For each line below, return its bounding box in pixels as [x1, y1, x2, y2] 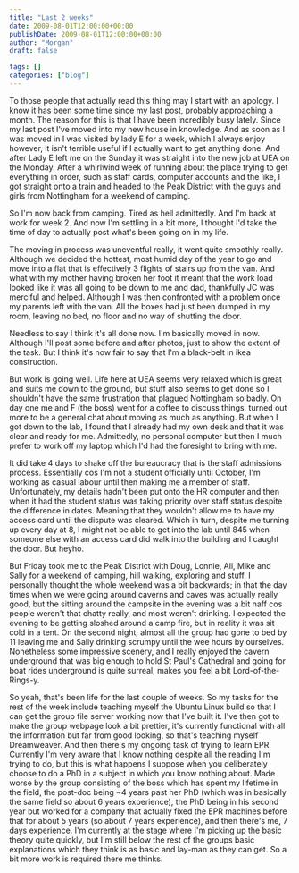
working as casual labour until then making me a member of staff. [9, 476, 251, 487]
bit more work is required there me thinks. [9, 853, 163, 864]
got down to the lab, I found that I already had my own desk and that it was [9, 421, 284, 432]
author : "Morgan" [9, 38, 74, 47]
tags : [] [9, 63, 42, 72]
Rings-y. [9, 674, 40, 685]
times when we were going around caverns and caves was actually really [9, 589, 278, 599]
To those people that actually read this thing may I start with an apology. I [9, 95, 279, 106]
